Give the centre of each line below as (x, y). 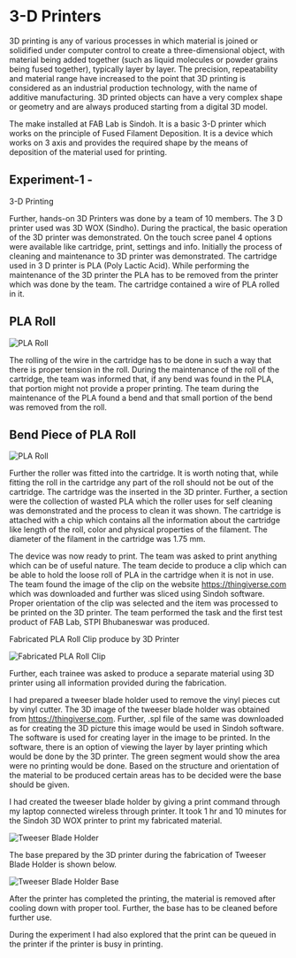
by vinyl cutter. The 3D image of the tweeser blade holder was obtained (140, 709)
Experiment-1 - (51, 180)
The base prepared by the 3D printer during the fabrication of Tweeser (138, 855)
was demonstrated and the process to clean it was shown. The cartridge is (145, 511)
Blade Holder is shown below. (63, 864)
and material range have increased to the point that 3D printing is (127, 78)
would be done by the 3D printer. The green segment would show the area (145, 757)
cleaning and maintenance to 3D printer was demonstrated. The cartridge (143, 256)
